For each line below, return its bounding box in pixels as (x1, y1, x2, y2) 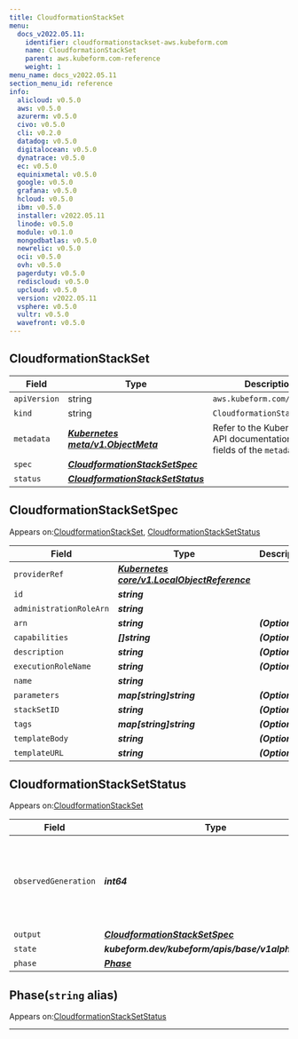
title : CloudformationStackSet (9, 12, 125, 22)
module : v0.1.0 (17, 227, 74, 236)
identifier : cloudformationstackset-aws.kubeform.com (25, 37, 228, 47)
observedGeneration (13, 876, 96, 886)
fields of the (212, 443, 263, 456)
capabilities (13, 632, 69, 642)
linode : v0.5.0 (17, 219, 74, 228)
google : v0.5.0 (17, 178, 74, 187)
